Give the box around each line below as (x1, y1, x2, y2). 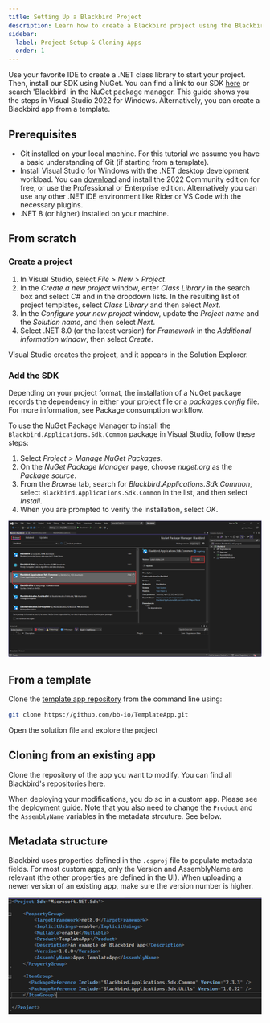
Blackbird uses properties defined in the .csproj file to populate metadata (8, 856, 253, 865)
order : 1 (15, 47, 45, 55)
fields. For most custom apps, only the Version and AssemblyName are (8, 865, 243, 874)
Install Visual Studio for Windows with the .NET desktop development (19, 166, 250, 175)
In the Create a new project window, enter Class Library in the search (19, 282, 251, 293)
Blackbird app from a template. (8, 105, 111, 114)
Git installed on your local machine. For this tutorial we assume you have (19, 149, 260, 158)
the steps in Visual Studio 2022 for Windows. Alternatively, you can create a (8, 96, 260, 105)
